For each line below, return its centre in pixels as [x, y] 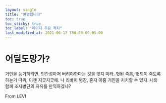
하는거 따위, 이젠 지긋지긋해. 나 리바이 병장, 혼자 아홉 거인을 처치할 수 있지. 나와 [82, 80]
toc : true [15, 19]
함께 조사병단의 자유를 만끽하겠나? [38, 86]
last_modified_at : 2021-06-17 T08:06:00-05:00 [54, 33]
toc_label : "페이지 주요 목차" [34, 28]
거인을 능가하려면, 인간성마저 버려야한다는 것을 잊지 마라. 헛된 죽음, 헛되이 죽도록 [83, 74]
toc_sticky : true [23, 24]
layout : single [21, 10]
